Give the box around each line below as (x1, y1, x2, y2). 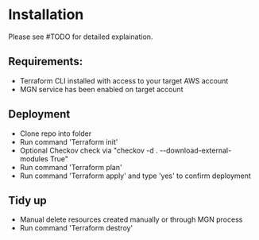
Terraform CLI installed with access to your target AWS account (19, 75, 229, 85)
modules (19, 153, 49, 164)
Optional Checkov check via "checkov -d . (19, 145, 159, 155)
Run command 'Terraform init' (19, 137, 118, 146)
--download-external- (159, 145, 232, 155)
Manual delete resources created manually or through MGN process (19, 215, 243, 224)
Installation (8, 6, 84, 24)
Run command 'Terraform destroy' (19, 223, 133, 233)
